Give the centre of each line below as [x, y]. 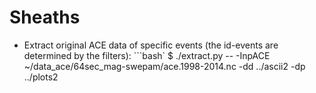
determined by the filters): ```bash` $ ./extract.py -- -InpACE [147, 55]
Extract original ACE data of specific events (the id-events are [151, 45]
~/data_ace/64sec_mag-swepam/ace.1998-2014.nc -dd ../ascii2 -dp [164, 66]
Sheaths [45, 17]
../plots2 [41, 77]
